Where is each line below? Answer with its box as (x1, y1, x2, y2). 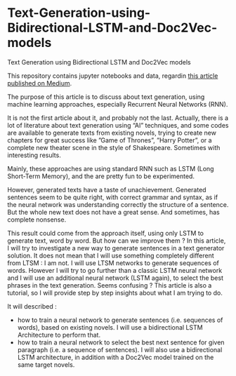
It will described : (7, 302, 58, 310)
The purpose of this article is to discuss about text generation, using (7, 93, 205, 101)
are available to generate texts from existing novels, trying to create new (7, 128, 216, 137)
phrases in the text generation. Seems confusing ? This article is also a (7, 281, 212, 289)
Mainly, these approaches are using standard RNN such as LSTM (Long (7, 164, 214, 173)
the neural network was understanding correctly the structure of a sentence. (7, 200, 229, 208)
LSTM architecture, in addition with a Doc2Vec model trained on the (17, 353, 214, 361)
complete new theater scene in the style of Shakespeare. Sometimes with (7, 143, 221, 152)
